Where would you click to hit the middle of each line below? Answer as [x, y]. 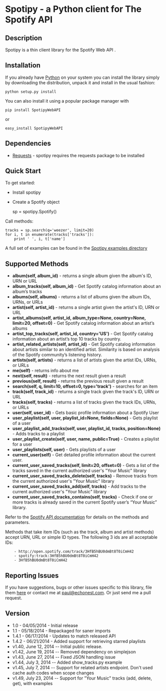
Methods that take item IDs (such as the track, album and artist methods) [80, 532]
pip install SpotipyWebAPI [33, 110]
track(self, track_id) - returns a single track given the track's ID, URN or [86, 392]
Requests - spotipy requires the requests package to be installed [78, 155]
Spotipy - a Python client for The [73, 9]
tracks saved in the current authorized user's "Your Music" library [79, 471]
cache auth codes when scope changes [53, 673]
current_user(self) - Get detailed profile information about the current [84, 455]
